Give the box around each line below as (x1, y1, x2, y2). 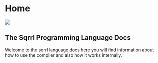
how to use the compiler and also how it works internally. (5, 52, 122, 58)
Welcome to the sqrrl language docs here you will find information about (5, 47, 154, 53)
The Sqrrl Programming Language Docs (5, 33, 131, 42)
